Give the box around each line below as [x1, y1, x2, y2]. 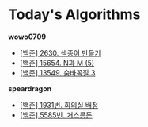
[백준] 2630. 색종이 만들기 [19, 48, 101, 57]
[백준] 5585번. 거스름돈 [19, 110, 93, 120]
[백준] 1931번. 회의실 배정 [19, 100, 99, 110]
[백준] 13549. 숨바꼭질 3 [19, 67, 96, 77]
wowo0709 [8, 32, 47, 41]
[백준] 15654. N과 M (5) [19, 58, 95, 67]
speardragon [8, 83, 52, 93]
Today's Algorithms [8, 6, 141, 24]
